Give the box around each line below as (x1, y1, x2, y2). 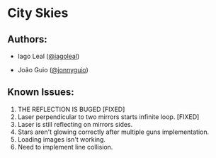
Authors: (7, 33, 47, 45)
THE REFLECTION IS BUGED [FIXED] (17, 105, 125, 113)
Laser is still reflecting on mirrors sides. (17, 120, 133, 128)
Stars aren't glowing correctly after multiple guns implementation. (17, 128, 210, 136)
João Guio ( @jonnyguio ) (17, 66, 89, 74)
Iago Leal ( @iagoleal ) (17, 52, 80, 60)
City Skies (7, 5, 69, 21)
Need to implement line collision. (17, 142, 113, 151)
